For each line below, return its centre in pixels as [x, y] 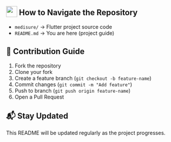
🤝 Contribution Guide [46, 51]
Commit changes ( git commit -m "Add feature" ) [73, 84]
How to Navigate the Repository [78, 13]
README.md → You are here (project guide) [64, 33]
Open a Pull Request [39, 97]
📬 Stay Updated [37, 116]
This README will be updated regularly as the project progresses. [86, 133]
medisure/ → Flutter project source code [63, 26]
